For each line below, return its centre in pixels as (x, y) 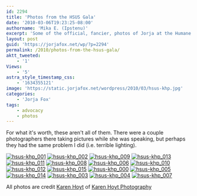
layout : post (22, 39)
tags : (13, 105)
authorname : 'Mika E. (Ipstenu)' (47, 28)
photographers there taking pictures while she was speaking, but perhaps (96, 139)
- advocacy (30, 110)
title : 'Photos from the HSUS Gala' (51, 17)
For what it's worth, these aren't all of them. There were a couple (85, 133)
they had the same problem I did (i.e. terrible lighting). (71, 145)
